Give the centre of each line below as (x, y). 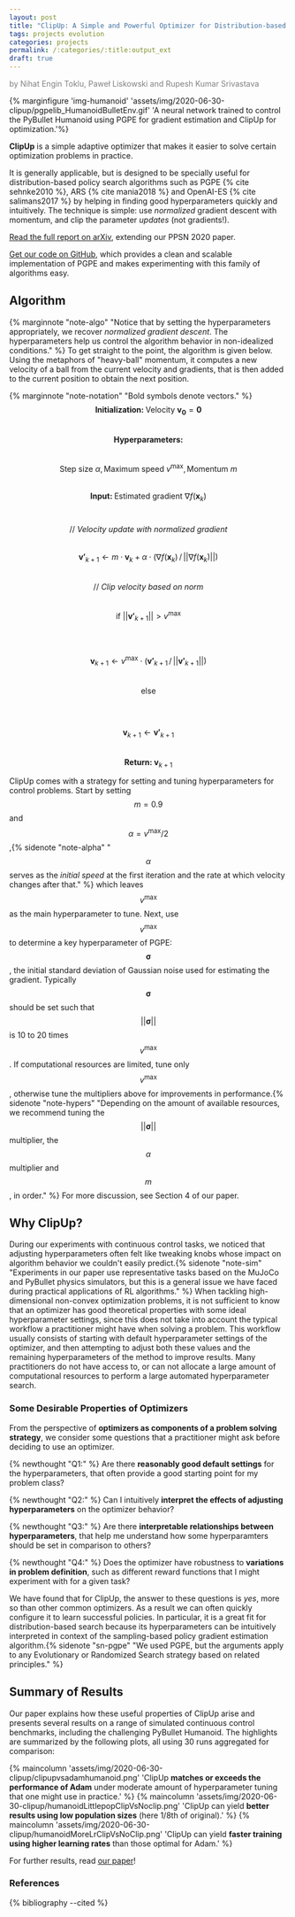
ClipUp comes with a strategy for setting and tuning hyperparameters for (142, 781)
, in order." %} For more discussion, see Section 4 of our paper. (125, 1195)
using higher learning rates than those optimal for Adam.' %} (121, 1844)
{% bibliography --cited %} (59, 1902)
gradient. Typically (43, 980)
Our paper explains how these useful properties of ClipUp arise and (132, 1713)
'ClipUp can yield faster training (223, 1834)
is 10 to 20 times (39, 1035)
